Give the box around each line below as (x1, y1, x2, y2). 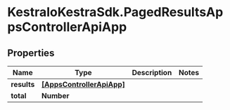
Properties (7, 47, 55, 59)
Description (132, 68, 172, 77)
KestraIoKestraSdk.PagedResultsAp (7, 4, 224, 20)
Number (41, 91, 70, 100)
